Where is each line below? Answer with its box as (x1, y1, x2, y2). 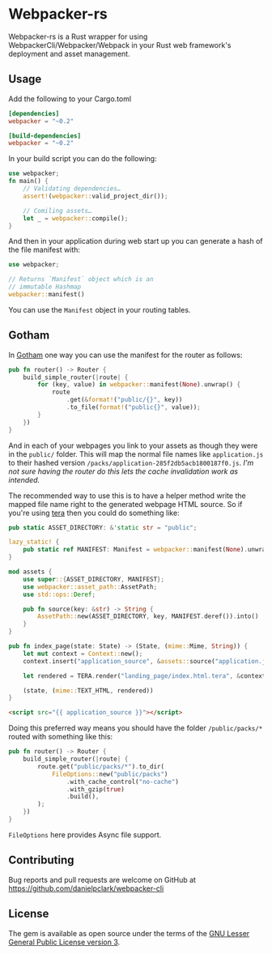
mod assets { (8, 568, 53, 576)
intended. (8, 475, 40, 484)
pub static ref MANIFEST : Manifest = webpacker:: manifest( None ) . (23, 546, 249, 554)
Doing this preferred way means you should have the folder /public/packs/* (8, 723, 263, 733)
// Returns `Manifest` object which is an (8, 275, 154, 283)
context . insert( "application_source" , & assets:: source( (23, 657, 216, 665)
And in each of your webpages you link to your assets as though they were (8, 441, 258, 450)
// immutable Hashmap (8, 283, 82, 292)
